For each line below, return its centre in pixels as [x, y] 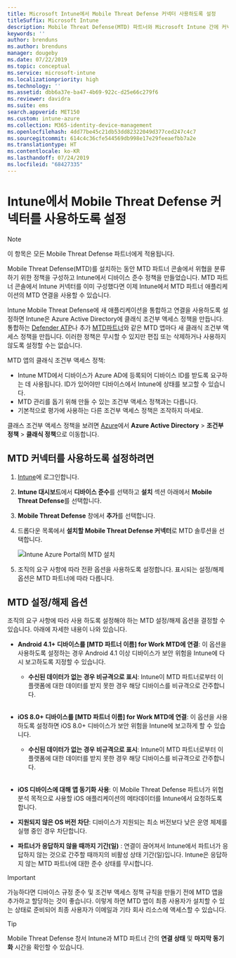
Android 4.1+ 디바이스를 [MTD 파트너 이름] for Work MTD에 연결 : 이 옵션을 [122, 645]
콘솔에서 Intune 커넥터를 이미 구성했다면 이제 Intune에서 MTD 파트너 [109, 286]
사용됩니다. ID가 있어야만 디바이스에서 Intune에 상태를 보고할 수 [120, 384]
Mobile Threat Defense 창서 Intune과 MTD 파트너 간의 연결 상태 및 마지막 [110, 938]
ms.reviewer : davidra [39, 99]
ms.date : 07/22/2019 [38, 60]
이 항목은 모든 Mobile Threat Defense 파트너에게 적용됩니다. [91, 254]
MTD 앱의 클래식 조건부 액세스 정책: [56, 360]
